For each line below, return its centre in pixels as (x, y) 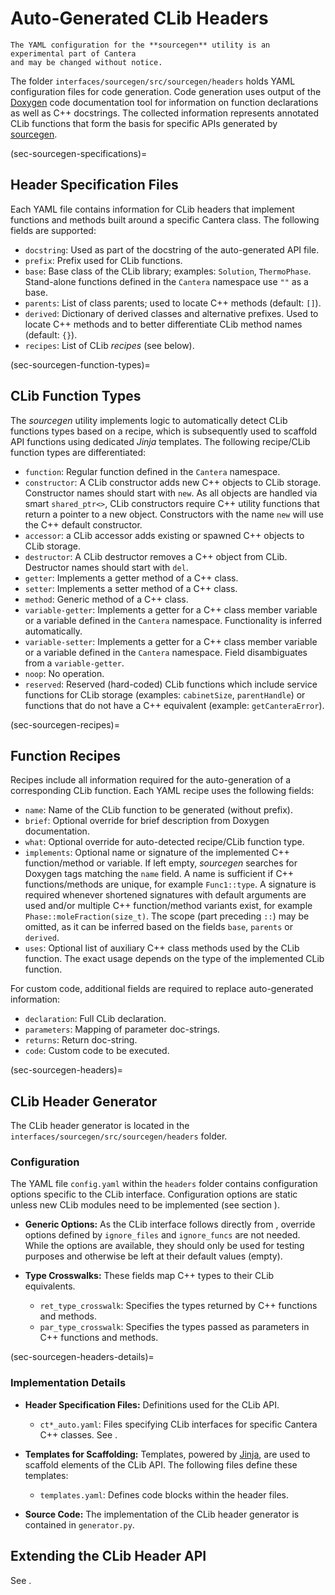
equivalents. (50, 1286)
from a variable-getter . (74, 663)
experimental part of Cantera (73, 53)
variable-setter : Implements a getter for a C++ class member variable (171, 641)
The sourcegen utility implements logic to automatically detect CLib (149, 420)
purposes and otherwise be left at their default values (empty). (153, 1256)
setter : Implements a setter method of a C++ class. (131, 588)
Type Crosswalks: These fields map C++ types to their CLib (149, 1276)
